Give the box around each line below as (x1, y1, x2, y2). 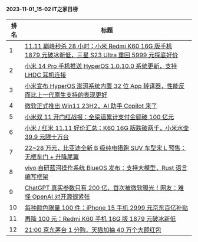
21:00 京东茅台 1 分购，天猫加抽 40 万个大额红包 (24, 226, 161, 234)
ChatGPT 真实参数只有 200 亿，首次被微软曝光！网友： (24, 184, 179, 192)
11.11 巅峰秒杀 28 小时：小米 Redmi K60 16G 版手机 (24, 42, 173, 50)
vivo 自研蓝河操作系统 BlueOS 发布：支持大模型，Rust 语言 (24, 164, 187, 172)
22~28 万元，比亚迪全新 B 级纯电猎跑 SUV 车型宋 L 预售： (24, 144, 187, 152)
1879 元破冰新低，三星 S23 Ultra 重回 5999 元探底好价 (24, 51, 179, 59)
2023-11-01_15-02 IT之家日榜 (6, 5, 78, 12)
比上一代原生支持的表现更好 (30, 91, 108, 99)
